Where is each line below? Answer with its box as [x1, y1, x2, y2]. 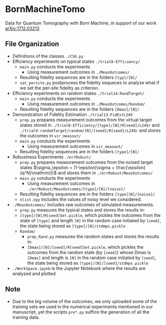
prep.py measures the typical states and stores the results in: [19, 207, 145, 213]
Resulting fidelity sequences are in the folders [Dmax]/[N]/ [19, 106, 140, 112]
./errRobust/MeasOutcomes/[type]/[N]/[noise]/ [27, 186, 126, 192]
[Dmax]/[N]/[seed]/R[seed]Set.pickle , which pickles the [27, 244, 144, 250]
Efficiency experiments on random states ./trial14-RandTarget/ [12, 90, 145, 96]
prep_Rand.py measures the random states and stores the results [27, 233, 160, 239]
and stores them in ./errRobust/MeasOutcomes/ [58, 170, 153, 176]
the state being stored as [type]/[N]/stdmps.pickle [19, 223, 126, 229]
